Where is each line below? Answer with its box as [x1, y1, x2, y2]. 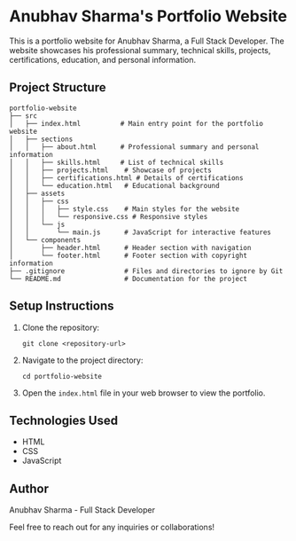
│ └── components [9, 235, 82, 245]
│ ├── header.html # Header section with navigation [9, 243, 252, 252]
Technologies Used [9, 412, 118, 427]
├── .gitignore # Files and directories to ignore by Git [9, 266, 284, 276]
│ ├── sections [9, 135, 74, 144]
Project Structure [9, 80, 106, 95]
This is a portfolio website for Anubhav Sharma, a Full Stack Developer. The [9, 35, 285, 46]
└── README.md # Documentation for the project [9, 274, 248, 283]
